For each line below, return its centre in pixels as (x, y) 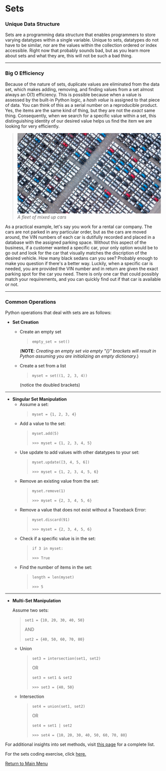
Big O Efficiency (25, 73)
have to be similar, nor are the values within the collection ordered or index (81, 45)
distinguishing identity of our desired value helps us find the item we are (79, 121)
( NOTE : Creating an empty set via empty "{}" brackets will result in (88, 351)
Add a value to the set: (42, 424)
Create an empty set (41, 332)
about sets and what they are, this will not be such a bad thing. (69, 56)
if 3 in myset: (47, 549)
